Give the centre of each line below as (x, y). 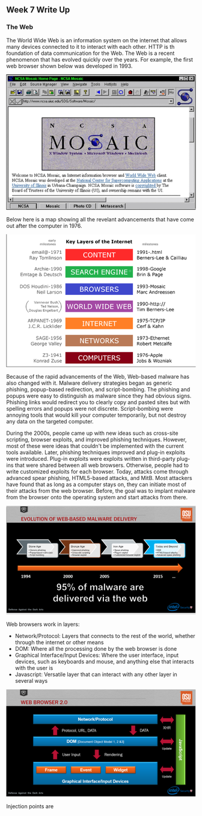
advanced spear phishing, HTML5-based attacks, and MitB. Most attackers (99, 478)
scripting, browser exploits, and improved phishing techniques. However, (96, 440)
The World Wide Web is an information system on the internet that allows (97, 40)
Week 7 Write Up (38, 10)
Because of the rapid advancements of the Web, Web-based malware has (98, 377)
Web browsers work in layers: (43, 624)
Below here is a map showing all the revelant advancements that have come (100, 219)
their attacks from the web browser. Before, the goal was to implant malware (101, 491)
